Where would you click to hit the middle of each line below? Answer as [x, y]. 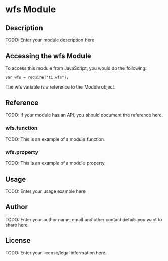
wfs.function [22, 128]
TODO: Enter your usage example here [46, 191]
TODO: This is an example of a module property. [56, 163]
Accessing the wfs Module [48, 56]
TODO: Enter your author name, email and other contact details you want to [84, 219]
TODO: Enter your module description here [50, 40]
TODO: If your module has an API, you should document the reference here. [84, 115]
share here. [17, 225]
